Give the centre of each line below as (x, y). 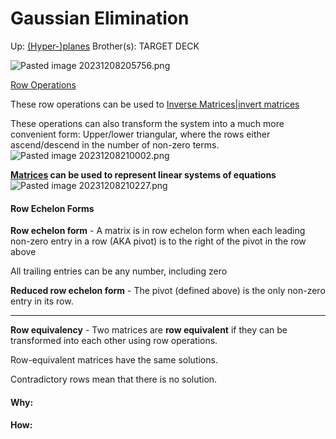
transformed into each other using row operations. (114, 341)
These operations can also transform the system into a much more (147, 123)
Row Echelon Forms (52, 208)
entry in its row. (42, 301)
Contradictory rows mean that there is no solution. (114, 379)
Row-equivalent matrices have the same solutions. (114, 360)
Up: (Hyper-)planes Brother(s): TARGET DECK (105, 46)
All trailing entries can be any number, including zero (119, 271)
